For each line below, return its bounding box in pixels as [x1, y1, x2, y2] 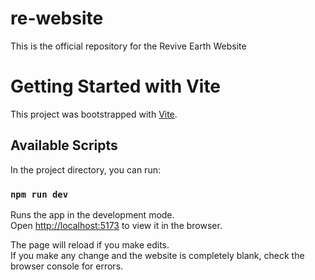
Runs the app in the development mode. [10, 208, 175, 221]
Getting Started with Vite [10, 75, 222, 98]
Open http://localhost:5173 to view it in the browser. [10, 219, 223, 231]
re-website [10, 7, 104, 30]
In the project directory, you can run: [10, 163, 161, 176]
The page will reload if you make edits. [10, 238, 170, 251]
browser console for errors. [10, 260, 124, 272]
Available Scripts [10, 137, 118, 154]
